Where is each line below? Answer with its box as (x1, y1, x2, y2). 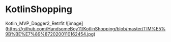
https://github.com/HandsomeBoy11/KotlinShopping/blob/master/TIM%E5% (7, 25, 166, 31)
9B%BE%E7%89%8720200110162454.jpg (5, 31, 94, 37)
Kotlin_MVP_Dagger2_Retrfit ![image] (5, 20, 83, 26)
